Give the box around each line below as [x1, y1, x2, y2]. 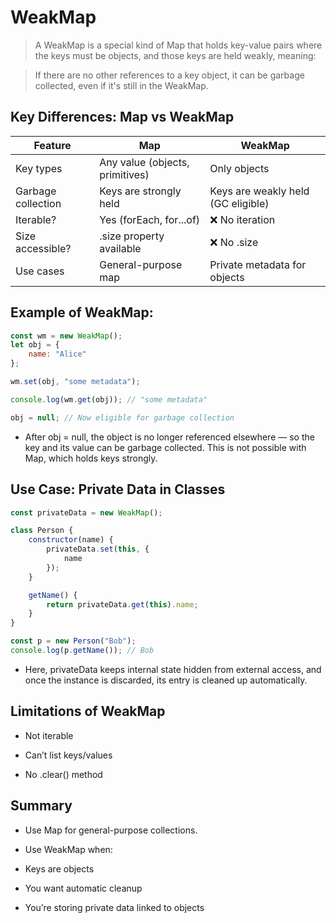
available [99, 241, 142, 255]
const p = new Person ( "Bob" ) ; [10, 636, 137, 646]
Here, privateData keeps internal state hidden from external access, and [24, 663, 322, 675]
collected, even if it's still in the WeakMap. [34, 79, 209, 91]
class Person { [10, 526, 74, 536]
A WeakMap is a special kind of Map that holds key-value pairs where [34, 39, 323, 51]
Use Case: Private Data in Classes [10, 481, 226, 498]
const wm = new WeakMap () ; [10, 331, 123, 341]
